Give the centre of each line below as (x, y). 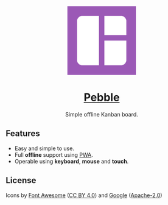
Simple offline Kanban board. (102, 114)
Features (23, 134)
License (21, 180)
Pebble (102, 98)
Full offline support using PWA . (54, 154)
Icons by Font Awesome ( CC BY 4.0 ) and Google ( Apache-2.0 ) (84, 195)
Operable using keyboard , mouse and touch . (72, 161)
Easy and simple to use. (44, 148)
